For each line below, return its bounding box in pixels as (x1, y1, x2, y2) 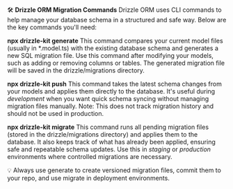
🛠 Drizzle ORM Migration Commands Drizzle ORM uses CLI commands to (7, 6, 222, 14)
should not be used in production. (7, 109, 104, 117)
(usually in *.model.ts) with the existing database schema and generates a (7, 44, 219, 52)
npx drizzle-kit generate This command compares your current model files (7, 37, 224, 45)
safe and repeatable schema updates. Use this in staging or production (7, 145, 211, 153)
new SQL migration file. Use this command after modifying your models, (7, 52, 214, 59)
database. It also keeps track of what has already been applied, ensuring (7, 138, 216, 146)
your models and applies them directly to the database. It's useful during (7, 87, 216, 96)
